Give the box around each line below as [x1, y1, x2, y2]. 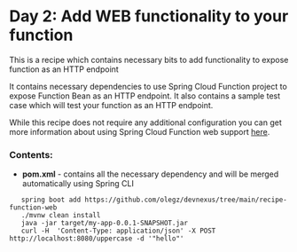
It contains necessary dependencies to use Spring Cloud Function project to [9, 81, 288, 91]
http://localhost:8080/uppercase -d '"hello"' [9, 234, 184, 243]
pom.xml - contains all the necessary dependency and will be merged [21, 169, 279, 179]
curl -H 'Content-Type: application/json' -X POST [20, 226, 216, 236]
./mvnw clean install [20, 211, 101, 220]
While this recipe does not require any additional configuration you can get [9, 117, 282, 128]
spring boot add [20, 195, 82, 205]
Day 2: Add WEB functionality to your [9, 6, 289, 27]
